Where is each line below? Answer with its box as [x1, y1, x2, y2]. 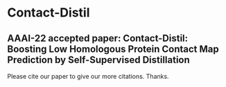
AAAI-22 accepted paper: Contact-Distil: [7, 32, 189, 44]
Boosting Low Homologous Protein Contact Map [7, 43, 220, 55]
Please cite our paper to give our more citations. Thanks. [7, 72, 169, 80]
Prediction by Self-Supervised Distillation [7, 54, 191, 66]
